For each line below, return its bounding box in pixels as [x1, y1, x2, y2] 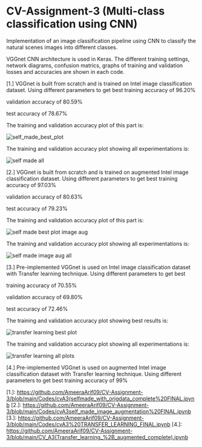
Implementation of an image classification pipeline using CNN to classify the [6, 37, 197, 44]
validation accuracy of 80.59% [6, 98, 83, 105]
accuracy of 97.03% [6, 181, 56, 188]
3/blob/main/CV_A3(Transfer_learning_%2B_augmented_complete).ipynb [6, 433, 189, 440]
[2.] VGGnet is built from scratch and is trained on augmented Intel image [6, 168, 189, 176]
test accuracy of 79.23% [6, 205, 68, 212]
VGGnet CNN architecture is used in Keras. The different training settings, [6, 55, 190, 62]
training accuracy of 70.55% [6, 282, 77, 289]
